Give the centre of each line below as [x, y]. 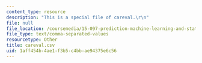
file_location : [25, 28]
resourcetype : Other [32, 40]
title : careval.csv [31, 46]
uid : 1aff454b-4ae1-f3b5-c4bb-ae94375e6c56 [62, 51]
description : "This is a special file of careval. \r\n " [78, 17]
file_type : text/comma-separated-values [58, 34]
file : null [20, 23]
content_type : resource [36, 12]
